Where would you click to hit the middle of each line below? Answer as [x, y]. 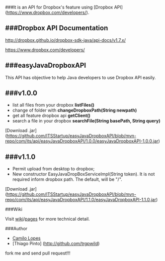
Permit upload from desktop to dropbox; [53, 169]
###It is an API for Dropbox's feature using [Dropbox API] [64, 7]
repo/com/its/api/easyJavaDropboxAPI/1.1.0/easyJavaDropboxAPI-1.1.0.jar [81, 200]
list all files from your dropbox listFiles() [53, 105]
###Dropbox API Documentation [57, 28]
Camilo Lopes [26, 238]
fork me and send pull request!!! [38, 253]
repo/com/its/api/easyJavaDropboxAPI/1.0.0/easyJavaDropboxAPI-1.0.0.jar [82, 141]
